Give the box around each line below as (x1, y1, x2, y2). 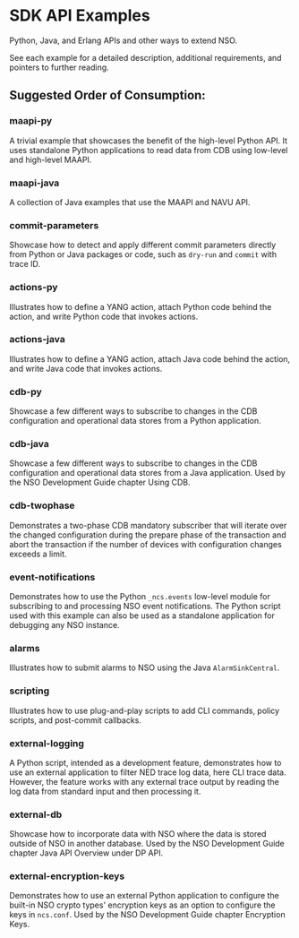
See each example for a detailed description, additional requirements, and (9, 52, 282, 63)
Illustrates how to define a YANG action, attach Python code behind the (9, 301, 272, 312)
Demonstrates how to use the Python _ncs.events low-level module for (9, 591, 270, 601)
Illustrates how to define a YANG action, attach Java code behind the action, (9, 353, 291, 364)
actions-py (9, 281, 58, 294)
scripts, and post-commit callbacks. (9, 714, 141, 726)
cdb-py (9, 385, 42, 398)
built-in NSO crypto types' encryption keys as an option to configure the (9, 899, 276, 910)
